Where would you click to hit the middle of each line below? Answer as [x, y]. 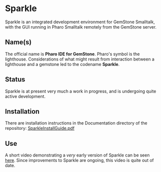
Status [15, 80]
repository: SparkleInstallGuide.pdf [40, 128]
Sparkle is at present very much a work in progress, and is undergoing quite [80, 91]
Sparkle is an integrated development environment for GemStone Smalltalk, [80, 22]
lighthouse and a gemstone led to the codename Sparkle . [62, 64]
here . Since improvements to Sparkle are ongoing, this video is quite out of [79, 160]
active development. [25, 96]
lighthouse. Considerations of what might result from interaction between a [80, 59]
